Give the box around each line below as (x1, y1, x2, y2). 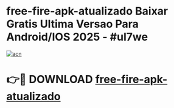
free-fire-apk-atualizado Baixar (6, 4, 169, 18)
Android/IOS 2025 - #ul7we (6, 30, 148, 44)
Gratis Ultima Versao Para (6, 17, 139, 31)
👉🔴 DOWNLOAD (6, 73, 93, 86)
